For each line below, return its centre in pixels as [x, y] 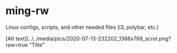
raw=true [17, 45]
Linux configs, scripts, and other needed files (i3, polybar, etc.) [82, 27]
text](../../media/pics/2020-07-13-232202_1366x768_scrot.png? [93, 38]
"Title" [37, 45]
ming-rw [27, 11]
